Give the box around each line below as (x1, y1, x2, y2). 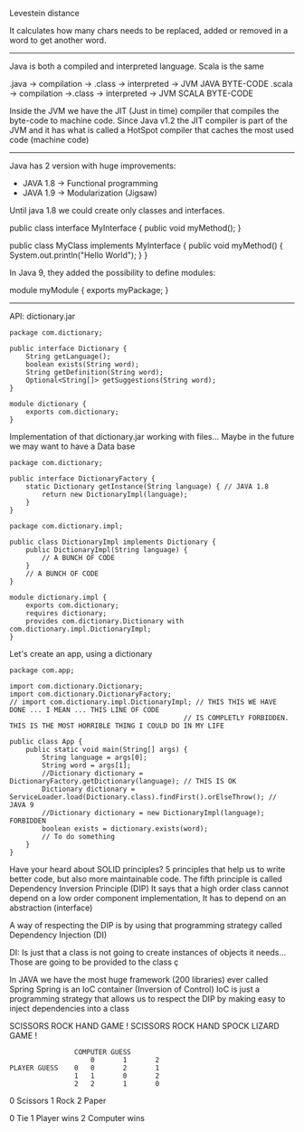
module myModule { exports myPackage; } (9, 285, 169, 295)
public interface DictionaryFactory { (9, 474, 156, 483)
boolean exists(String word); (25, 360, 140, 369)
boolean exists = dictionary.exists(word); (42, 824, 208, 833)
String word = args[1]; (42, 761, 131, 770)
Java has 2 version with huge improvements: (9, 160, 176, 171)
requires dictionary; (25, 609, 107, 618)
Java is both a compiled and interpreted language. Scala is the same (9, 61, 264, 71)
